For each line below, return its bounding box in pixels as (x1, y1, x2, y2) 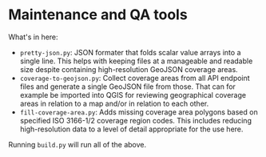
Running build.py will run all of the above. (8, 139, 146, 149)
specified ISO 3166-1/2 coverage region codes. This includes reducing (19, 115, 252, 125)
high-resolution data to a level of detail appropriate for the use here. (19, 124, 244, 134)
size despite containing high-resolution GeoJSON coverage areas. (19, 64, 238, 74)
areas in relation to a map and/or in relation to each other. (19, 99, 209, 108)
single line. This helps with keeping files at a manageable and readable (19, 56, 253, 66)
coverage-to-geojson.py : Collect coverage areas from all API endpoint (19, 73, 250, 83)
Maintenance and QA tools (8, 6, 188, 24)
